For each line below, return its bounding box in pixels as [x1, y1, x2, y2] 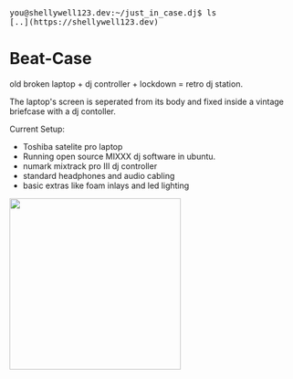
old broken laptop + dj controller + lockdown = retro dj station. [9, 78, 244, 89]
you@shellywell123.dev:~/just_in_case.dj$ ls [9, 8, 217, 17]
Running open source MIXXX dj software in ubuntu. [22, 151, 216, 162]
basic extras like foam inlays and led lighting [22, 180, 190, 191]
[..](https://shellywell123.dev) [9, 17, 160, 26]
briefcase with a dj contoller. [9, 105, 117, 117]
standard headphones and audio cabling [22, 170, 175, 181]
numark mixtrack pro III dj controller [22, 160, 158, 172]
